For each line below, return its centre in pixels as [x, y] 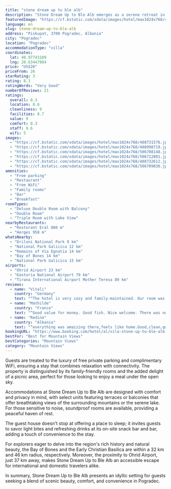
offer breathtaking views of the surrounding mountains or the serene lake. [83, 402]
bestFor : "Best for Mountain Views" [44, 336]
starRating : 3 [20, 76]
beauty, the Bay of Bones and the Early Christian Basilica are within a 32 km [85, 449]
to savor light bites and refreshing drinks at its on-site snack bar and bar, [81, 428]
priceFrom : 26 [20, 72]
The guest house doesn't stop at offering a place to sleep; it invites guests [83, 423]
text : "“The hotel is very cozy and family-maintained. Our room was [90, 299]
